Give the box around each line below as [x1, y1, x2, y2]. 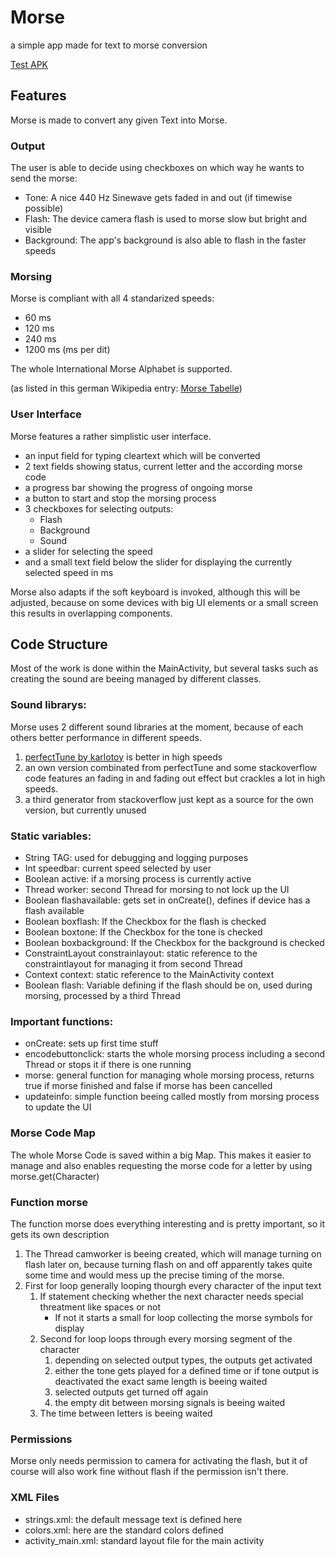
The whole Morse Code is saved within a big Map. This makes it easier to [10, 1149, 312, 1161]
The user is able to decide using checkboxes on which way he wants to [10, 162, 305, 174]
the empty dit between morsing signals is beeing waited [54, 1396, 286, 1408]
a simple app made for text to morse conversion [10, 39, 208, 51]
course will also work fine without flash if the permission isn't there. [10, 1466, 289, 1478]
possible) [24, 202, 64, 215]
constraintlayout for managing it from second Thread [24, 958, 243, 970]
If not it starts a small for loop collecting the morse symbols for [54, 1311, 313, 1323]
